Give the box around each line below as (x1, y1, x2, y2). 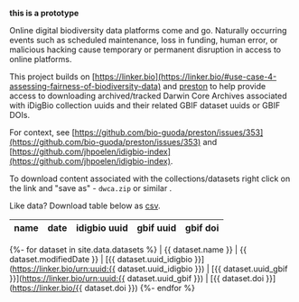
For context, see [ (9, 127, 75, 138)
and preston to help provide (162, 81, 266, 91)
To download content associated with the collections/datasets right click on (9, 173, 291, 184)
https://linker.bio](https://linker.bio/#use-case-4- (94, 71, 277, 82)
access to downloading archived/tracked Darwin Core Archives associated (9, 90, 287, 101)
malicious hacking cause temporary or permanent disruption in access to (9, 44, 282, 55)
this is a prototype (9, 8, 79, 18)
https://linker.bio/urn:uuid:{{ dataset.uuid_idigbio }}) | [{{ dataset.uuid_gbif (12, 263, 288, 274)
